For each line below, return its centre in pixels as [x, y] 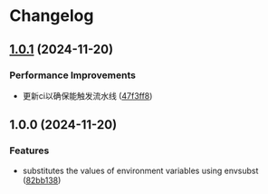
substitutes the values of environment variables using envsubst [140, 170]
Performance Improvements [73, 75]
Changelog [52, 16]
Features [29, 150]
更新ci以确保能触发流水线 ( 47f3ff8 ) [87, 95]
